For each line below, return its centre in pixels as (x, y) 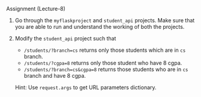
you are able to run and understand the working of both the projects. (100, 27)
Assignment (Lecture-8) (36, 9)
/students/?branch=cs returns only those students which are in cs (105, 50)
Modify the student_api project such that (65, 38)
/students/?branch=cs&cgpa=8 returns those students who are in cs (106, 69)
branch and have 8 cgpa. (55, 76)
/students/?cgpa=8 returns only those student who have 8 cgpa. (103, 63)
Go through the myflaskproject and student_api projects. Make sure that (105, 20)
